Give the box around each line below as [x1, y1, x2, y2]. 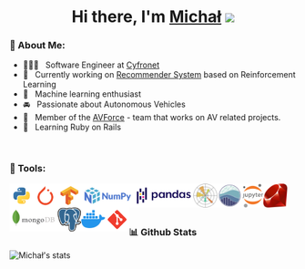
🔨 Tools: [9, 162, 46, 175]
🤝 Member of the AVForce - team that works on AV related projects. [22, 112, 281, 123]
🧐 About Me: [9, 39, 66, 52]
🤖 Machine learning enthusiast [22, 88, 142, 99]
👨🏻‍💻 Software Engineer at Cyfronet [22, 59, 160, 70]
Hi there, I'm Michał [71, 6, 222, 27]
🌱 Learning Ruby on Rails [22, 121, 121, 133]
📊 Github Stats [128, 225, 198, 238]
